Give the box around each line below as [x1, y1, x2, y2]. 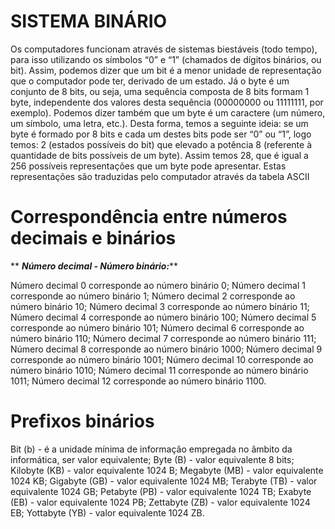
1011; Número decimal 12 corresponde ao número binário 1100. [10, 375, 267, 387]
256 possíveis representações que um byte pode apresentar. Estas [10, 160, 287, 172]
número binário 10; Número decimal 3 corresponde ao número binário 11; [10, 300, 310, 312]
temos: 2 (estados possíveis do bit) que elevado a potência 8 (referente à [10, 138, 313, 150]
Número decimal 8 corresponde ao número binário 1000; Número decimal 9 [10, 343, 323, 355]
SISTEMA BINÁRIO [10, 10, 168, 33]
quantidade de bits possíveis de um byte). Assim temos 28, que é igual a [10, 149, 309, 161]
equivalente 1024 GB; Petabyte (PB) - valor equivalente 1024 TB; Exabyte [10, 485, 312, 497]
